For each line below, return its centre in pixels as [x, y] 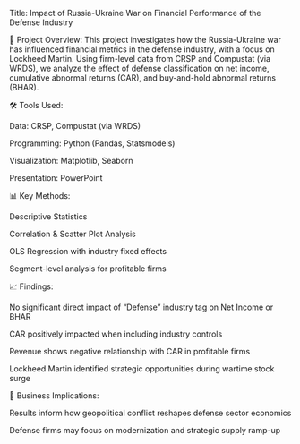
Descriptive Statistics [48, 217]
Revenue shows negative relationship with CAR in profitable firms [130, 351]
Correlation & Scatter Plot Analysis [73, 234]
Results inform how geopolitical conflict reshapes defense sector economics [150, 413]
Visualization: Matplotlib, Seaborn [71, 161]
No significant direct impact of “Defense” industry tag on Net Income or [141, 307]
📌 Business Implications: [54, 396]
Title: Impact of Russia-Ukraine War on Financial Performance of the [135, 13]
